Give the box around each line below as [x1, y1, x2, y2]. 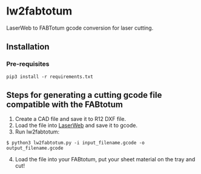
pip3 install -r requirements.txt [6, 74, 94, 80]
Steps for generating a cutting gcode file [6, 90, 162, 100]
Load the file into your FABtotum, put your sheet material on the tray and [15, 156, 196, 163]
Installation [6, 42, 50, 52]
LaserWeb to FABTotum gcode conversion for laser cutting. [6, 24, 154, 31]
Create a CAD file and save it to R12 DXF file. [15, 115, 127, 123]
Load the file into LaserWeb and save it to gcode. [15, 122, 138, 129]
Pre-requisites [6, 60, 50, 68]
